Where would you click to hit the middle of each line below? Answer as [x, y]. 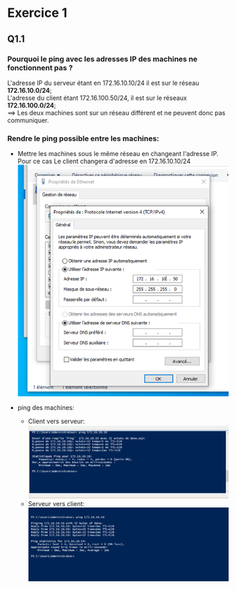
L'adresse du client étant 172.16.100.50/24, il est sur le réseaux [97, 98]
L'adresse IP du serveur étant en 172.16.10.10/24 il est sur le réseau [103, 83]
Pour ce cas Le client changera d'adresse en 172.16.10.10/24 [104, 161]
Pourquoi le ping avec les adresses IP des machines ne [103, 59]
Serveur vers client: [56, 503]
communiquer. [28, 120]
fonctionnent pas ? [40, 67]
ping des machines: [46, 407]
